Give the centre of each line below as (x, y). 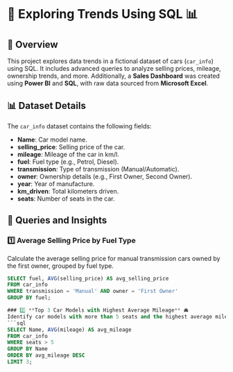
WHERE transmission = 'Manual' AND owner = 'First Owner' (93, 291)
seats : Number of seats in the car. (66, 198)
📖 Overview (33, 44)
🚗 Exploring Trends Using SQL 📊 (103, 14)
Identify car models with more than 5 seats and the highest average (110, 316)
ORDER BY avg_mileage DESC (46, 355)
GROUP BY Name (28, 349)
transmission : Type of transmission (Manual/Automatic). (98, 169)
